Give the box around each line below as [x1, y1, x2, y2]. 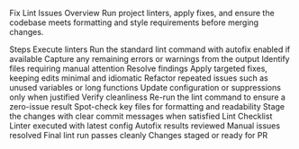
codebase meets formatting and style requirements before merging [9, 17, 259, 28]
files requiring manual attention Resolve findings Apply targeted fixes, [9, 63, 268, 74]
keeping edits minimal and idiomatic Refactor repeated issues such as [9, 73, 268, 83]
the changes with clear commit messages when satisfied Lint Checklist [9, 111, 273, 121]
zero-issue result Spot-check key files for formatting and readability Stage [9, 101, 285, 111]
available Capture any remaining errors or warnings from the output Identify [9, 54, 290, 64]
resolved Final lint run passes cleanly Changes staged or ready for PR [9, 130, 268, 140]
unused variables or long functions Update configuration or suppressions [9, 83, 282, 92]
